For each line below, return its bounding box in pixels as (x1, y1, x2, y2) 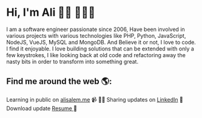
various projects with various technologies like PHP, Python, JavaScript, (6, 32, 186, 39)
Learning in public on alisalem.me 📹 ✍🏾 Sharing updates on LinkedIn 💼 (6, 95, 183, 103)
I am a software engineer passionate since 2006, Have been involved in (6, 26, 185, 33)
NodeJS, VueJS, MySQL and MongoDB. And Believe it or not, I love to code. (6, 38, 196, 46)
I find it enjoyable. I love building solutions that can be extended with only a (6, 45, 194, 52)
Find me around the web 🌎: (6, 76, 112, 87)
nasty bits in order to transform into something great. (6, 58, 138, 65)
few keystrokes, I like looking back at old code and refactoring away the (6, 51, 186, 58)
